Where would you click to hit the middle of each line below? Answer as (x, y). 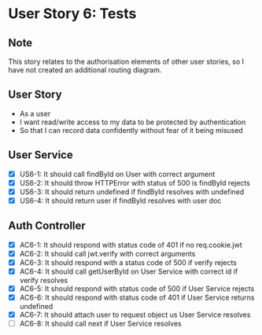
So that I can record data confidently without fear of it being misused (131, 130)
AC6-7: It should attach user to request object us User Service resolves (135, 315)
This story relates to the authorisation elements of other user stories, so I (126, 61)
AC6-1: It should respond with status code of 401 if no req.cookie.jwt (131, 245)
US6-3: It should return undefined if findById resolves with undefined (132, 191)
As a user (35, 113)
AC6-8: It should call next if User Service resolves (101, 324)
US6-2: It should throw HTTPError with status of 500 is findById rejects (135, 182)
